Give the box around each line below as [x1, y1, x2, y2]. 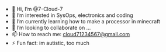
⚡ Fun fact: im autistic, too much [11, 40, 89, 46]
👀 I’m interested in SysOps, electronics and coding [11, 12, 133, 19]
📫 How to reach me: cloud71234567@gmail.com [11, 31, 130, 37]
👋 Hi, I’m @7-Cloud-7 [11, 6, 63, 12]
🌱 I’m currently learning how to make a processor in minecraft [11, 18, 161, 25]
